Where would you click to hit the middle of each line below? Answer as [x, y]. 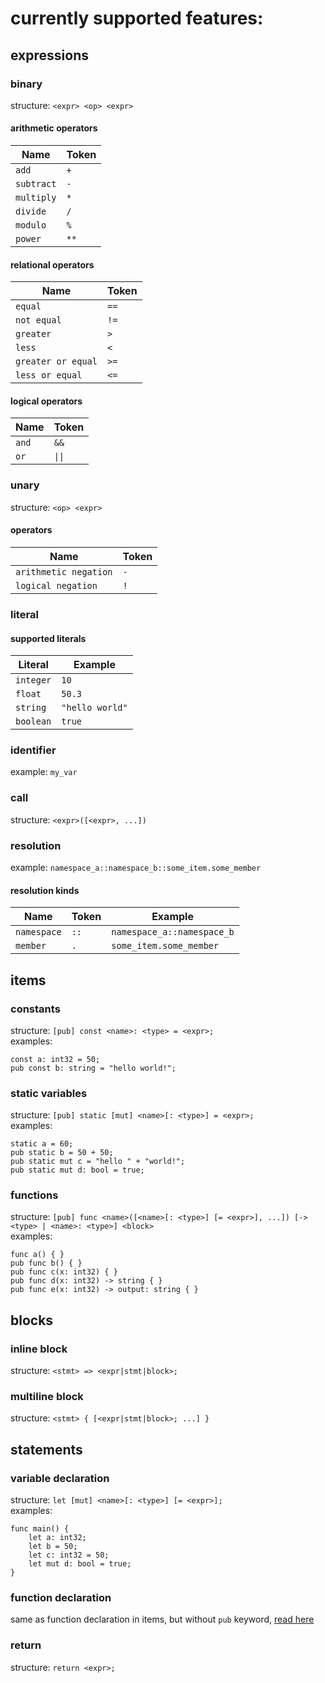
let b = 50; [53, 1547]
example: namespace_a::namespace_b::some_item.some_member [136, 867]
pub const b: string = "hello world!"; [93, 1068]
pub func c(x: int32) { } [64, 1272]
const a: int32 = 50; [55, 1059]
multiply [36, 198]
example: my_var [44, 772]
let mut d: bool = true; [80, 1564]
